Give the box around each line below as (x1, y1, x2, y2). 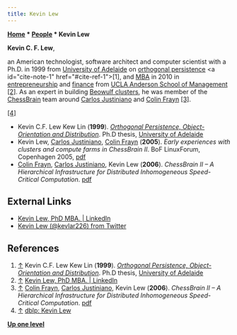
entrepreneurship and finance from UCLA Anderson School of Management (7, 79, 228, 89)
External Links (7, 195, 72, 208)
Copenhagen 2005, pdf (17, 152, 86, 161)
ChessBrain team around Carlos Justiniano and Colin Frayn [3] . (7, 95, 192, 103)
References (7, 242, 59, 254)
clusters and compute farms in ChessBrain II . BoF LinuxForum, (17, 144, 200, 153)
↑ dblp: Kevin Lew (17, 306, 71, 315)
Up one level (7, 320, 45, 329)
